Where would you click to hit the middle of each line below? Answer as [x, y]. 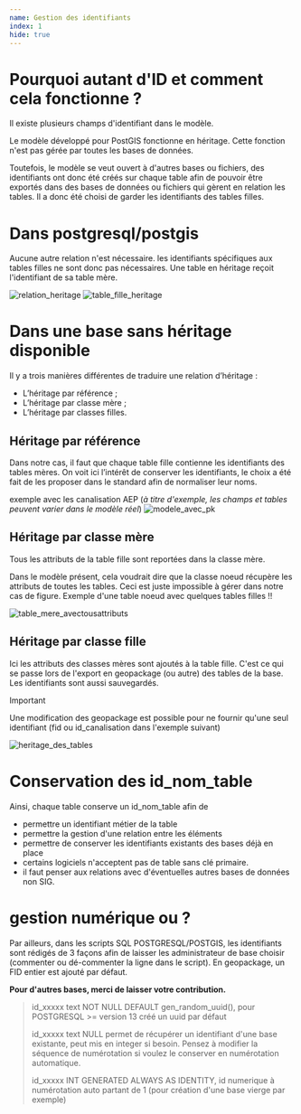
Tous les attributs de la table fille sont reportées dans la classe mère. [137, 559]
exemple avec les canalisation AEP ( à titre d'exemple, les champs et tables [148, 499]
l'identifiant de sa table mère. [64, 277]
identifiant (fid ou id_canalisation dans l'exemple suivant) [115, 727]
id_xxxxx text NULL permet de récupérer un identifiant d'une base [154, 1034]
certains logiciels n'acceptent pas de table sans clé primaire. [136, 862]
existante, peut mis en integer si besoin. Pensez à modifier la [145, 1044]
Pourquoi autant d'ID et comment [136, 79]
